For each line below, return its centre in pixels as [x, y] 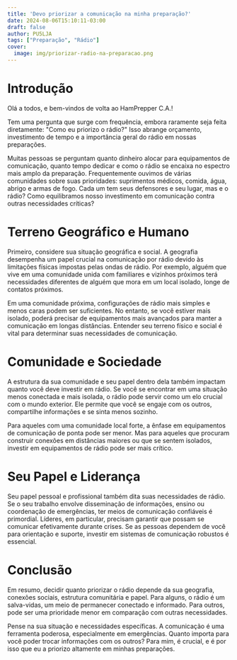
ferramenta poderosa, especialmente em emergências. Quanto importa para [118, 633]
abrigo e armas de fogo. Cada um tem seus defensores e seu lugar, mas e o [118, 188]
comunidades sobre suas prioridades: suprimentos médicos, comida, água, [117, 181]
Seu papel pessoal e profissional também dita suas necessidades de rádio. [116, 496]
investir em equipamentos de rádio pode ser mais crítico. [90, 448]
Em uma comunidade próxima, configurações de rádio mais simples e [109, 303]
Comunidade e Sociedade [85, 362]
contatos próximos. [35, 289]
